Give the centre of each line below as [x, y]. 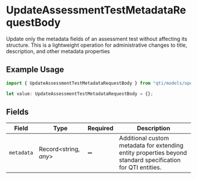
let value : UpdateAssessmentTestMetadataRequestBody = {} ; [80, 94]
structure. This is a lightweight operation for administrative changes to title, [97, 45]
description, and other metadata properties [58, 51]
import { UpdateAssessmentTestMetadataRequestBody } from [78, 83]
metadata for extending [151, 146]
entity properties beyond [153, 153]
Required [101, 128]
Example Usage [35, 70]
